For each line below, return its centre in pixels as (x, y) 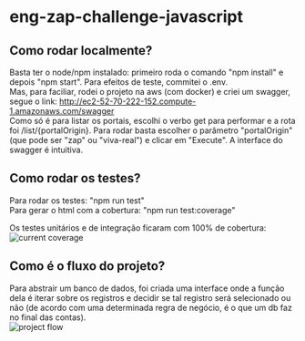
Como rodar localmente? (81, 51)
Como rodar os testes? (75, 178)
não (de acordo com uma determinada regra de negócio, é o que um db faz (151, 307)
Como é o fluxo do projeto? (87, 266)
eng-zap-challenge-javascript (127, 17)
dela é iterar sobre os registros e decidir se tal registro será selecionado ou (150, 297)
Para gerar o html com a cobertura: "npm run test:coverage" (122, 210)
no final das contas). (48, 317)
